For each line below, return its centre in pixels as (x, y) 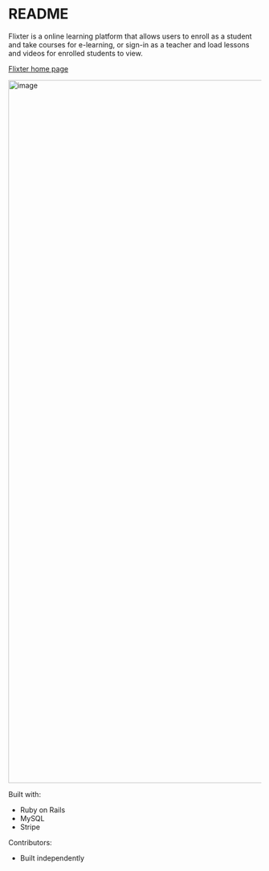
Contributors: (30, 842)
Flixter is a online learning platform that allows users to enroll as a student (130, 36)
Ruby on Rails (43, 810)
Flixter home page (39, 68)
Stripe (30, 827)
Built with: (25, 794)
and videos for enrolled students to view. (75, 53)
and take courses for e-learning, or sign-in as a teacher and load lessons (129, 44)
